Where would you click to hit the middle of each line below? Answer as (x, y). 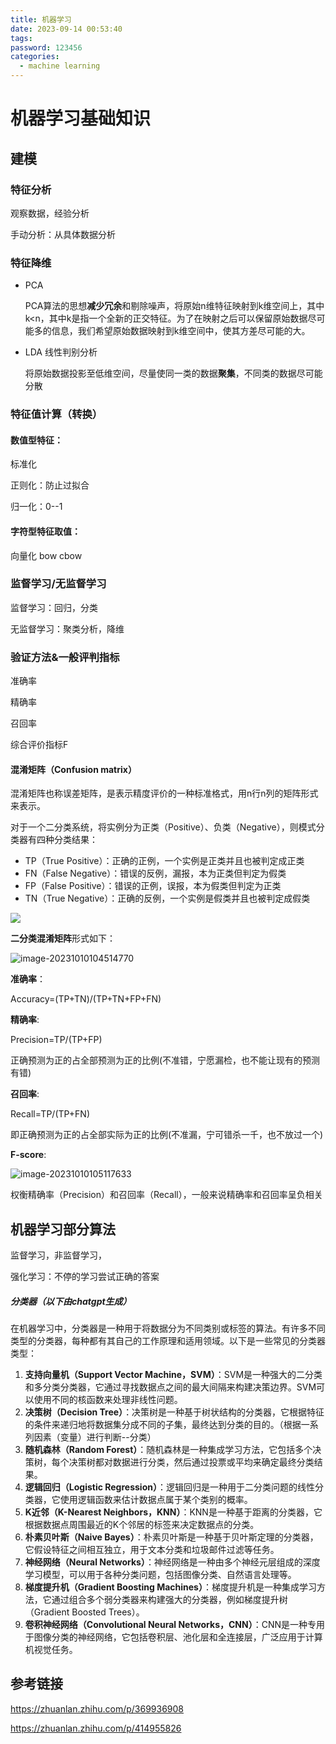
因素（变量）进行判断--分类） (95, 1437)
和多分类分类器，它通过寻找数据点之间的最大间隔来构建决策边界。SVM (170, 1387)
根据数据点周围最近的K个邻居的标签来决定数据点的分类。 (142, 1525)
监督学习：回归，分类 (54, 607)
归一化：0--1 (36, 507)
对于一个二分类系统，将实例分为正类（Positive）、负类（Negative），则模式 (163, 827)
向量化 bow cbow (46, 555)
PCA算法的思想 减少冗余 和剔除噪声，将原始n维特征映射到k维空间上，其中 (174, 306)
